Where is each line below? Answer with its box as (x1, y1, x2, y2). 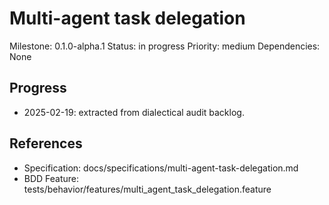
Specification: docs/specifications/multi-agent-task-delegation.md (23, 162, 299, 174)
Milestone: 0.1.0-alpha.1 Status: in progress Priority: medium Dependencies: (9, 40, 321, 52)
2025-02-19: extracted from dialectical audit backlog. (23, 106, 245, 118)
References (9, 135, 83, 152)
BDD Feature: (23, 172, 80, 184)
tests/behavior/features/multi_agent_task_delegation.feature (23, 183, 272, 195)
